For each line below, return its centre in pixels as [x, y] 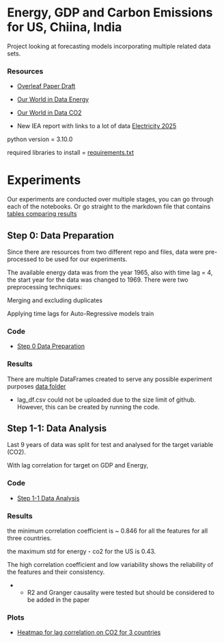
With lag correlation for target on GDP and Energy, [78, 465]
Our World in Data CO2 [49, 113]
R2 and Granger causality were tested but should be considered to [121, 592]
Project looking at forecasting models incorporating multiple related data [109, 46]
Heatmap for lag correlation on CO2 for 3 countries [89, 633]
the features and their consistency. [56, 572]
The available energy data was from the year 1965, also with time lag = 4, [110, 272]
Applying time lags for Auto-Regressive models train [81, 313]
